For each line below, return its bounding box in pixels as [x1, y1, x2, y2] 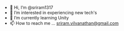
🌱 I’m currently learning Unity [9, 15, 69, 20]
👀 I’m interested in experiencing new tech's [9, 10, 97, 15]
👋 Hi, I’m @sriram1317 [9, 5, 53, 10]
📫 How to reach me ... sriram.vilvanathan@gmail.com [9, 20, 119, 26]
